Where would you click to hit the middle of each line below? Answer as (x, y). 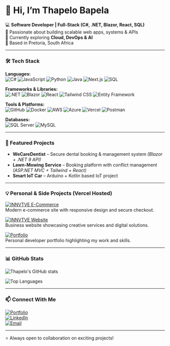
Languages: (18, 74)
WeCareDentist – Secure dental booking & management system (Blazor (88, 154)
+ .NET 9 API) (27, 159)
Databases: (18, 120)
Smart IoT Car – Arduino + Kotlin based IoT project (65, 176)
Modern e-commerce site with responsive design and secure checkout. (80, 210)
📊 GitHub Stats (25, 258)
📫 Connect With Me (31, 300)
